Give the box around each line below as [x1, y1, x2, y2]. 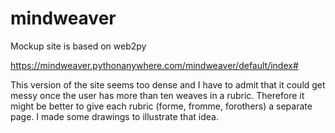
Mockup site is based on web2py [10, 40, 147, 52]
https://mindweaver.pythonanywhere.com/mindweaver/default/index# [10, 59, 299, 71]
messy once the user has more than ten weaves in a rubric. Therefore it [10, 89, 305, 101]
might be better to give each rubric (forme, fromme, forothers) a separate [10, 100, 313, 112]
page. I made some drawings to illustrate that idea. [10, 110, 219, 122]
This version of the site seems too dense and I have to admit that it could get [10, 78, 326, 91]
